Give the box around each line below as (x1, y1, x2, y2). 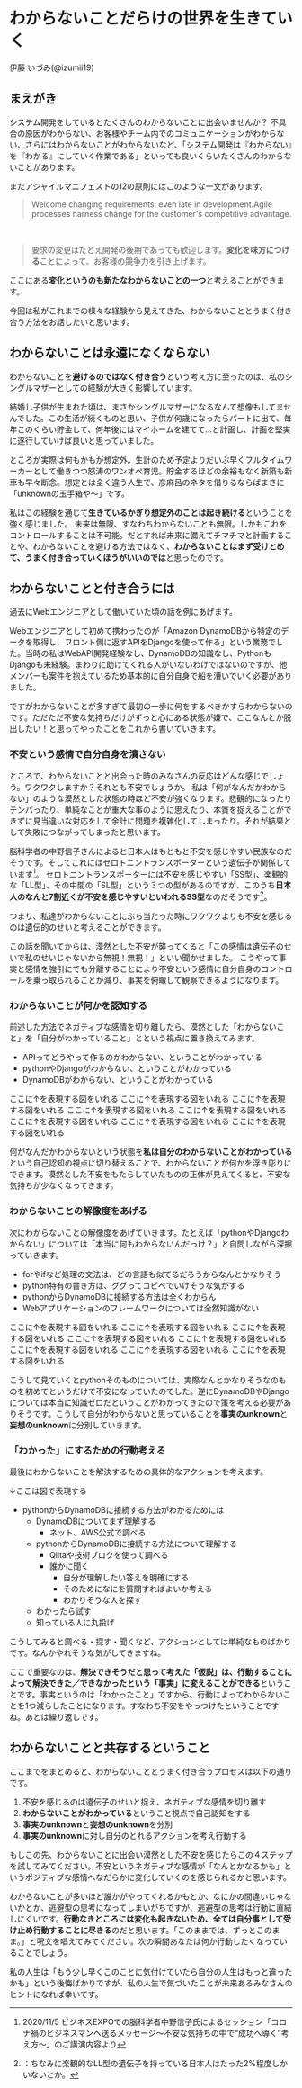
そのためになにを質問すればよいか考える (62, 1583, 213, 1594)
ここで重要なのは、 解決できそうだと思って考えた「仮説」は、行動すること (9, 1666, 285, 1677)
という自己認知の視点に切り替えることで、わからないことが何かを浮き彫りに (9, 1157, 292, 1168)
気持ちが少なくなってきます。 (9, 1180, 119, 1191)
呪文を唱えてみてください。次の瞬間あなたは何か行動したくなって (36, 1936, 280, 1947)
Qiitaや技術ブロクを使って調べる (49, 1549, 169, 1560)
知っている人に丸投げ (35, 1616, 115, 1627)
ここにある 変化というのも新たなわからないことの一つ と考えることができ (9, 274, 277, 285)
